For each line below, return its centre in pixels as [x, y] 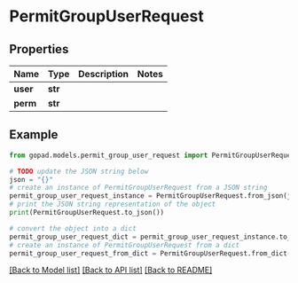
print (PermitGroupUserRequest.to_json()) [87, 213]
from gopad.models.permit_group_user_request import [109, 155]
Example [34, 135]
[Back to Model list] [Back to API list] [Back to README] [111, 270]
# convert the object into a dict [73, 228]
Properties [39, 49]
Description [103, 74]
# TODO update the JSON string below [79, 171]
